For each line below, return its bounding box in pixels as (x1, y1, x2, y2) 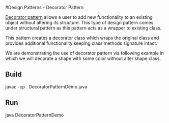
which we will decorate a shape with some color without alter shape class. (5, 55, 161, 61)
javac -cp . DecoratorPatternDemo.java (5, 83, 88, 89)
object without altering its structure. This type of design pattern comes (5, 20, 154, 25)
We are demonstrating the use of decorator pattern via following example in (5, 50, 164, 56)
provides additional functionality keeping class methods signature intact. (5, 40, 158, 46)
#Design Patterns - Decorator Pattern (5, 5, 84, 10)
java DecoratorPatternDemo (5, 112, 64, 118)
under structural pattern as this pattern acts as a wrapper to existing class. (5, 25, 162, 31)
